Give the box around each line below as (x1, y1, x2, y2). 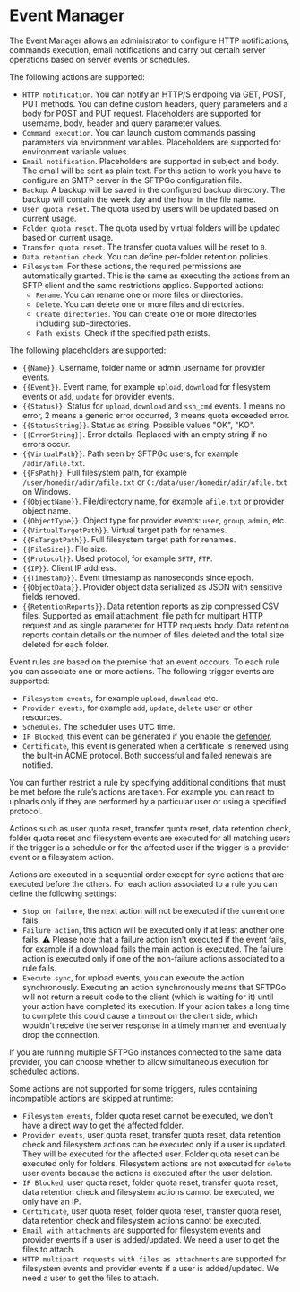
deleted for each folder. (21, 638, 109, 649)
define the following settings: (9, 888, 116, 899)
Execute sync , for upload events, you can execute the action (21, 971, 244, 983)
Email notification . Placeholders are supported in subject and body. (21, 155, 279, 166)
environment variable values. (21, 145, 130, 157)
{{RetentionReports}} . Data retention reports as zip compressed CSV (21, 601, 279, 611)
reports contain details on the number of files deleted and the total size (21, 629, 285, 640)
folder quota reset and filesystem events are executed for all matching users (9, 832, 291, 843)
